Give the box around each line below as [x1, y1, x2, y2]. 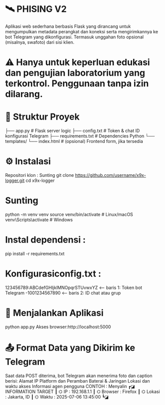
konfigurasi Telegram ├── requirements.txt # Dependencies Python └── [5, 133, 155, 139]
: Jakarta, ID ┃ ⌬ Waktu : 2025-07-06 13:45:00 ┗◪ [5, 394, 109, 400]
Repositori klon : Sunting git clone [5, 172, 74, 178]
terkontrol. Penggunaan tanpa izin [5, 78, 149, 89]
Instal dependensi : [5, 234, 86, 246]
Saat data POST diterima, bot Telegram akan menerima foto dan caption [5, 373, 153, 379]
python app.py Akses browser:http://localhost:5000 [5, 324, 111, 330]
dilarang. [5, 89, 43, 100]
